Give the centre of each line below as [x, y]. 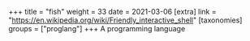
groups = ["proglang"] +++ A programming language [97, 29]
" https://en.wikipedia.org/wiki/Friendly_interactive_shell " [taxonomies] [125, 20]
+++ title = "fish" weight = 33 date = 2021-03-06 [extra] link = [112, 12]
